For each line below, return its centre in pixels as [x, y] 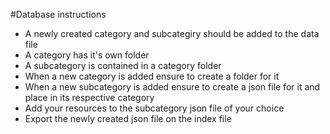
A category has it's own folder [87, 55]
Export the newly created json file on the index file [128, 118]
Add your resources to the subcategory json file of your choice [154, 108]
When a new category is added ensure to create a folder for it [152, 76]
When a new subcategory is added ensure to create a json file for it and [172, 87]
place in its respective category [89, 97]
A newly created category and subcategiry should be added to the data [172, 33]
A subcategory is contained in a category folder [123, 65]
